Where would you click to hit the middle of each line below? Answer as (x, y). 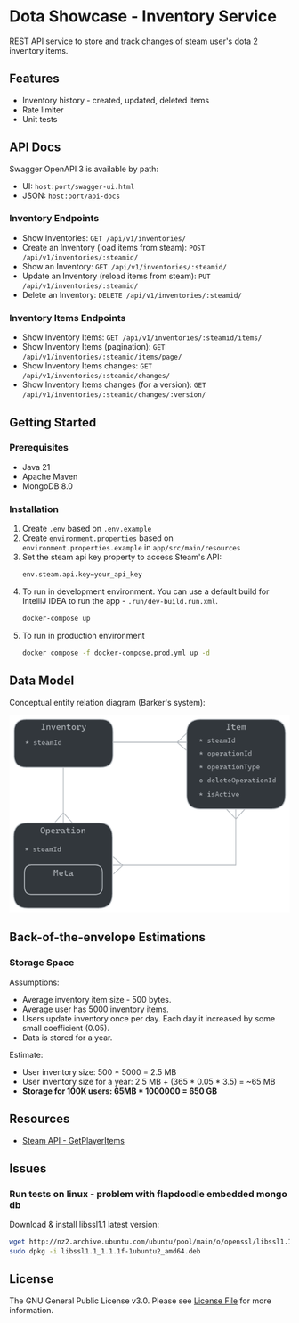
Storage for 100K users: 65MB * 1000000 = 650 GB (120, 1091)
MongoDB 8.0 (48, 486)
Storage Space (42, 963)
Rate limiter (43, 110)
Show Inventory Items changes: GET (87, 366)
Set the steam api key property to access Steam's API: (122, 557)
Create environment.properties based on (97, 538)
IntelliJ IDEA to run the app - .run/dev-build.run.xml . (120, 601)
